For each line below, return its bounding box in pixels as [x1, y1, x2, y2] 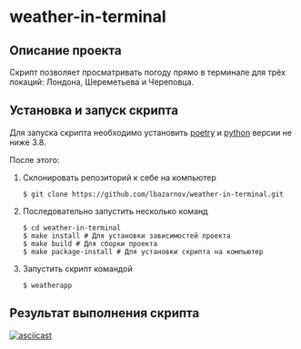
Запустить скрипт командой [22, 262, 134, 274]
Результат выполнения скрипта [9, 305, 200, 321]
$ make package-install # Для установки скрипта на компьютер [22, 247, 264, 256]
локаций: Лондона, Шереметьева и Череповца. [9, 77, 195, 87]
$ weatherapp [22, 281, 73, 290]
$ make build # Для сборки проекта [22, 239, 158, 248]
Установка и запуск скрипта [9, 103, 179, 118]
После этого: [9, 154, 60, 165]
